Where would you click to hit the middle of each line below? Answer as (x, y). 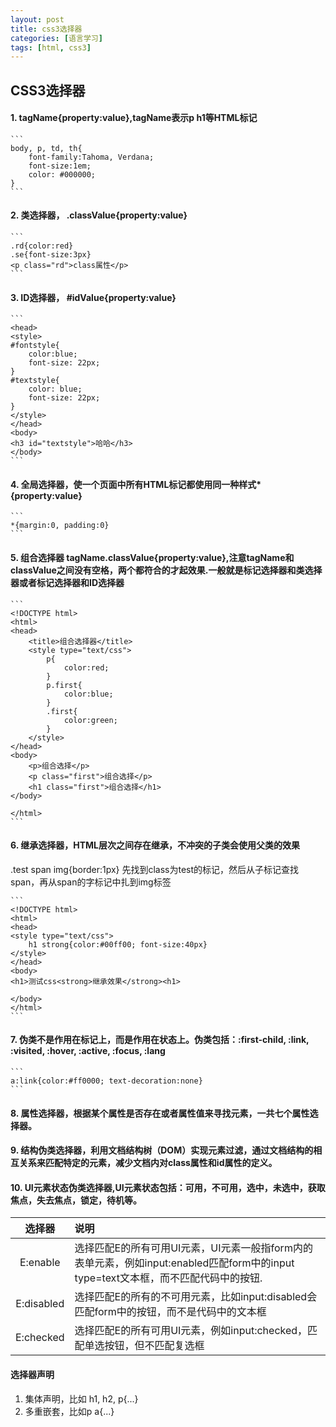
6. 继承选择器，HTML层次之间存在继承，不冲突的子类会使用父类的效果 (155, 845)
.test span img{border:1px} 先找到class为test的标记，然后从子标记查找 (155, 869)
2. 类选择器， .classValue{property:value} (99, 215)
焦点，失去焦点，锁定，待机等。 (76, 1200)
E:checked (40, 1338)
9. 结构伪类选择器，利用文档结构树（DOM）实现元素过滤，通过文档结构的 (162, 1150)
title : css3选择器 (46, 29)
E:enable (40, 1263)
